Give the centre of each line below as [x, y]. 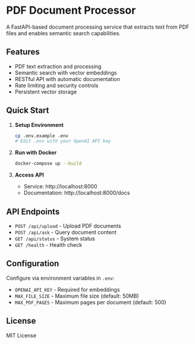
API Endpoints [33, 211]
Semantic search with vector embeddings [66, 73]
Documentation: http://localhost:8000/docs [77, 193]
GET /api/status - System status [55, 238]
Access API [29, 175]
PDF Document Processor [71, 10]
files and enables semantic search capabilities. [63, 33]
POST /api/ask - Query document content [66, 232]
